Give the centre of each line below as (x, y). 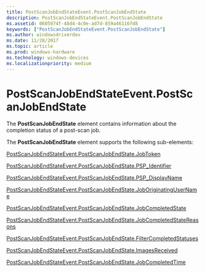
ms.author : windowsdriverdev (43, 35)
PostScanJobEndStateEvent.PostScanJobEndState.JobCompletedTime (96, 262)
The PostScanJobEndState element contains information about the (91, 124)
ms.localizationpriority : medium (49, 63)
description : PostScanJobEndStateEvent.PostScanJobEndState (85, 18)
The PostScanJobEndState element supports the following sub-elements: (100, 142)
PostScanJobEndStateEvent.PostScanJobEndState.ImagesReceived (92, 251)
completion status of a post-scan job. (54, 130)
